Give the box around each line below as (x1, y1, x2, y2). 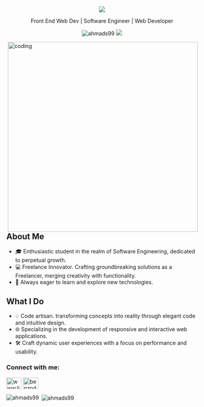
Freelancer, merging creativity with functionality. (15, 272, 137, 279)
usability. (15, 348, 38, 355)
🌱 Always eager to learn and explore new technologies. (15, 279, 154, 286)
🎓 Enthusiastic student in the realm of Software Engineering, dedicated (15, 248, 195, 255)
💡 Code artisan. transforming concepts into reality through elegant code (15, 312, 195, 320)
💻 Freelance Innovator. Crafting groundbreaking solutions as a (15, 264, 172, 271)
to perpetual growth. (15, 256, 67, 264)
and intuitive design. (15, 319, 66, 327)
